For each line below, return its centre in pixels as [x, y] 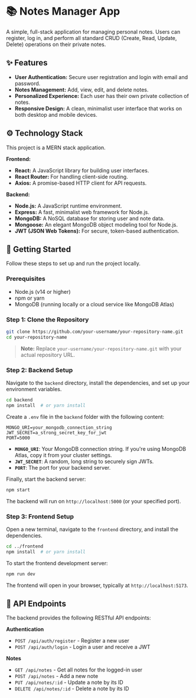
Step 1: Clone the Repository [48, 319]
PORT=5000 [18, 438]
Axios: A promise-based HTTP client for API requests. [81, 183]
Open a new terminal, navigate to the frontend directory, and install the [92, 529]
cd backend [19, 400]
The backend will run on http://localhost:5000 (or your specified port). [94, 501]
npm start [18, 490]
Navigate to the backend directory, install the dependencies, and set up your [98, 383]
